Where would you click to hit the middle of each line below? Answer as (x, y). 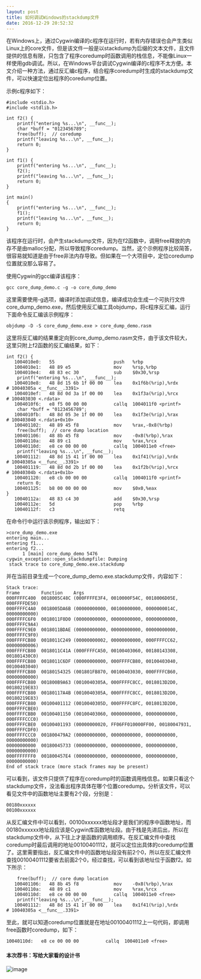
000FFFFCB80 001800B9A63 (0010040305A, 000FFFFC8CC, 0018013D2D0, (92, 683)
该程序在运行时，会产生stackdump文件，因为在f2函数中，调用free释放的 (96, 241)
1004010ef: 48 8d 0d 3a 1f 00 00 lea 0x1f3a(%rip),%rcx (96, 394)
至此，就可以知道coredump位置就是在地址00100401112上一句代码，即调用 (98, 922)
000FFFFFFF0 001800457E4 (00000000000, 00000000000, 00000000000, (92, 756)
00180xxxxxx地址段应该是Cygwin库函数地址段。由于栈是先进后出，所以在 (97, 830)
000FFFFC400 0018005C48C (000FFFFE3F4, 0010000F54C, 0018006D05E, (92, 598)
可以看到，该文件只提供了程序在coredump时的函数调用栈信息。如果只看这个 (100, 779)
